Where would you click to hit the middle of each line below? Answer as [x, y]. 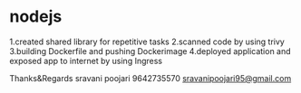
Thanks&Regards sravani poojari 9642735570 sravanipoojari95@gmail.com [150, 78]
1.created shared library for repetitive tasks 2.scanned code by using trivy [147, 42]
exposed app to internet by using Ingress [86, 60]
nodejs [36, 17]
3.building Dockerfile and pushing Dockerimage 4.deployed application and [150, 51]
